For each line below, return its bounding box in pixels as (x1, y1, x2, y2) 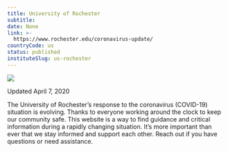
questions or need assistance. (7, 137, 94, 145)
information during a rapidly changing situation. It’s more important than (7, 122, 213, 131)
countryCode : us (7, 42, 54, 49)
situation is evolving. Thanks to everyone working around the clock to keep (7, 108, 222, 116)
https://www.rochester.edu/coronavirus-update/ (13, 36, 154, 43)
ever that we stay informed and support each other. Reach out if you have (7, 129, 218, 138)
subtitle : (7, 17, 36, 23)
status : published (7, 49, 60, 56)
